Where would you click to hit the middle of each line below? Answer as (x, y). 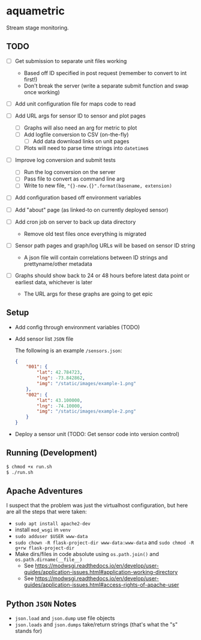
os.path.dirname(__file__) (49, 560)
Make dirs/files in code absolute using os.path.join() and (87, 554)
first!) (31, 79)
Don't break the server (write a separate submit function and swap (106, 86)
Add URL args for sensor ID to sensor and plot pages (80, 116)
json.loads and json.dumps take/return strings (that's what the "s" (96, 624)
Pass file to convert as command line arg (74, 179)
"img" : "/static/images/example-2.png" (86, 411)
